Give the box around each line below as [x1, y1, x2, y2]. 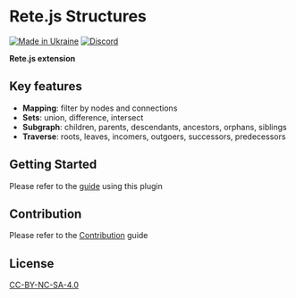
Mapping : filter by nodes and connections [21, 103, 178, 113]
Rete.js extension [9, 53, 76, 63]
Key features [9, 79, 82, 95]
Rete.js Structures [9, 6, 148, 27]
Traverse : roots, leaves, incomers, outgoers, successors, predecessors [21, 131, 286, 142]
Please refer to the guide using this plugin [9, 180, 163, 191]
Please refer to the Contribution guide [9, 230, 148, 241]
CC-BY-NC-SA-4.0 [9, 279, 79, 291]
